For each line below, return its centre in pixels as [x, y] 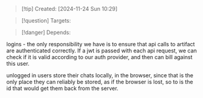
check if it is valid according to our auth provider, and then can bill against [99, 57]
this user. [18, 64]
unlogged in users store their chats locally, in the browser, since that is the [100, 75]
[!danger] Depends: [46, 32]
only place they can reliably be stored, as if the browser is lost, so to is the [100, 82]
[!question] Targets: [46, 20]
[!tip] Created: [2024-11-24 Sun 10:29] [69, 9]
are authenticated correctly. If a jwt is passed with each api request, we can [102, 51]
